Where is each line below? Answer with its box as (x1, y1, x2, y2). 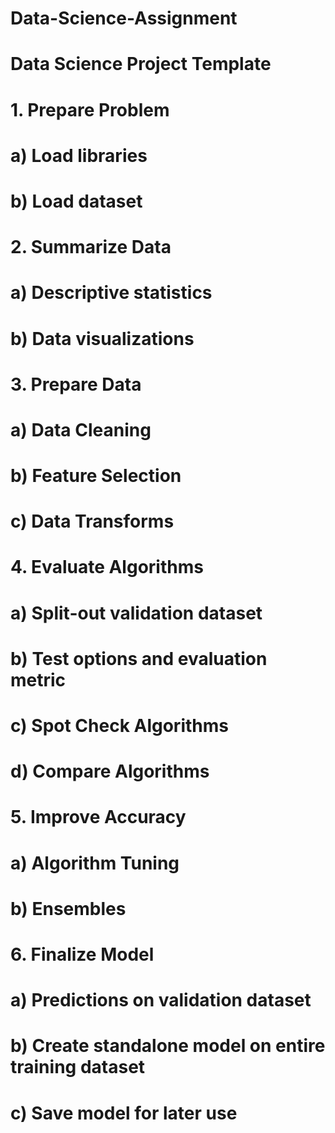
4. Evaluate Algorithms (10, 556, 204, 579)
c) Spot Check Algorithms (10, 715, 229, 737)
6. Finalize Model (10, 943, 155, 966)
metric (10, 668, 67, 691)
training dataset (10, 1056, 146, 1079)
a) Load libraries (10, 144, 148, 167)
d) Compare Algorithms (10, 760, 210, 783)
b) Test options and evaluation (10, 647, 268, 670)
